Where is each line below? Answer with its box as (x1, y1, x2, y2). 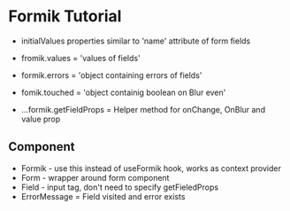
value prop (20, 113, 61, 124)
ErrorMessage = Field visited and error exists (20, 191, 186, 201)
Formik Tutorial (8, 6, 122, 27)
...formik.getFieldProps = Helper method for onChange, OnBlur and (20, 104, 266, 114)
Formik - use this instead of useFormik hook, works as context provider (20, 162, 282, 174)
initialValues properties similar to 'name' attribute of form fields (20, 35, 251, 46)
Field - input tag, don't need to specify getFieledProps (20, 182, 218, 192)
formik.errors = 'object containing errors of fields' (20, 69, 202, 81)
